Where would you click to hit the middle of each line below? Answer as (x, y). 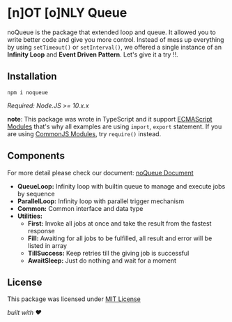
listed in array (47, 245)
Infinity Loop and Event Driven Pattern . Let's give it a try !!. (93, 54)
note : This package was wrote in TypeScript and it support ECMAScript (110, 119)
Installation (32, 76)
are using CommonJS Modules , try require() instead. (84, 133)
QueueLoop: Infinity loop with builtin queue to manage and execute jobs (121, 186)
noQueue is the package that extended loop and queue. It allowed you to (111, 32)
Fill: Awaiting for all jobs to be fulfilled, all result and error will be (120, 238)
